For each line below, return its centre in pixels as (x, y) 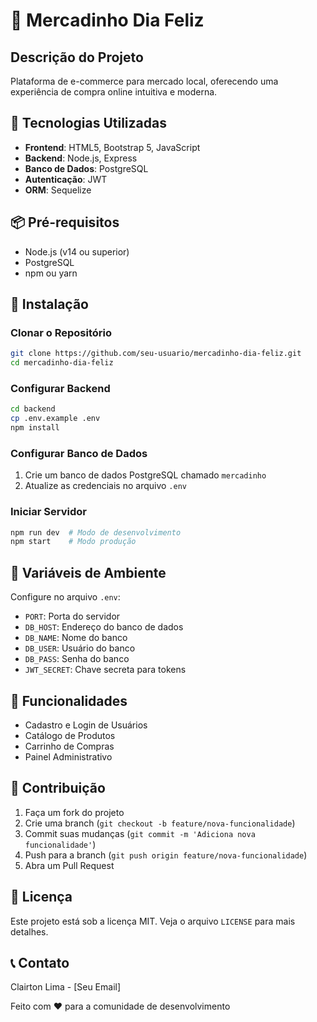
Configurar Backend (60, 388)
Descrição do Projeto (77, 57)
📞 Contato (40, 962)
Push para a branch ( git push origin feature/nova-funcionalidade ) (166, 855)
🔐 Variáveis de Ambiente (88, 572)
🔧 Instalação (49, 304)
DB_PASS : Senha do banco (77, 659)
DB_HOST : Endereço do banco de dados (104, 627)
